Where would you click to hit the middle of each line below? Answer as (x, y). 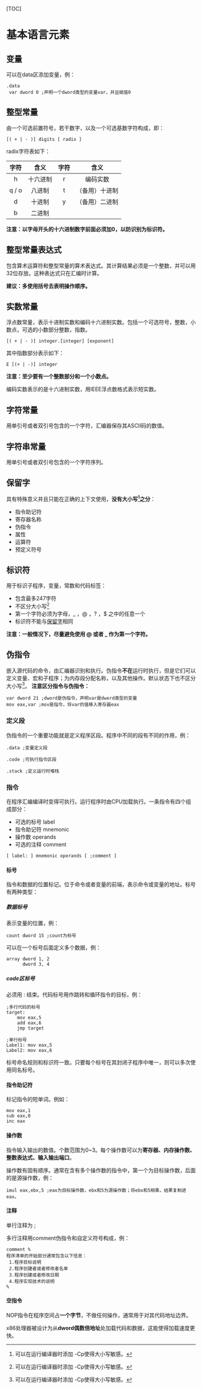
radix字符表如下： (28, 151)
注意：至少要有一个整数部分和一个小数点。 (59, 376)
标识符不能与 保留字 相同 (44, 621)
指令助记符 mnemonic (42, 830)
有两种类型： (22, 892)
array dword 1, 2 (28, 959)
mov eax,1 (19, 1111)
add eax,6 (29, 1023)
